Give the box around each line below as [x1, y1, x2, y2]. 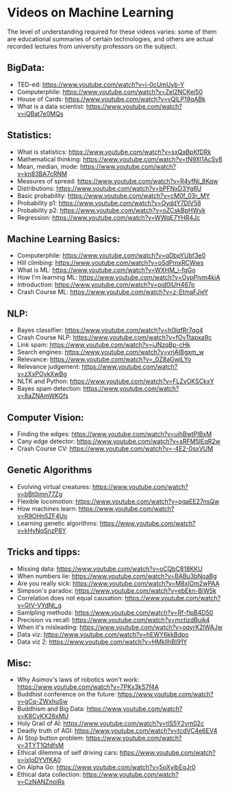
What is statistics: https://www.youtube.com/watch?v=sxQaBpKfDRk [16, 148, 212, 156]
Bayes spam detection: [16, 385, 82, 393]
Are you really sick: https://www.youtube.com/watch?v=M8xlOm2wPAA [16, 579, 220, 587]
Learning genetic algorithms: [16, 519, 99, 527]
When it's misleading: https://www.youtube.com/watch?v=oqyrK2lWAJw [16, 623, 223, 631]
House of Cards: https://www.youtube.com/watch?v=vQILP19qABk [16, 95, 206, 103]
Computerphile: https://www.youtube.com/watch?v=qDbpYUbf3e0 [16, 251, 206, 260]
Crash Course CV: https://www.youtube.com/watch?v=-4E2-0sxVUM [16, 444, 214, 453]
